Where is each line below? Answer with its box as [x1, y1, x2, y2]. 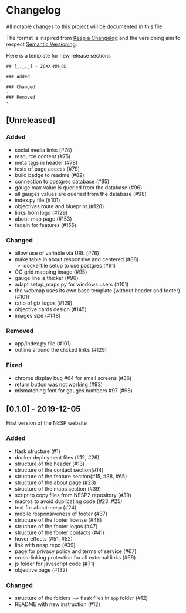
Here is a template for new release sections [6, 52, 111, 59]
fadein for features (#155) [14, 221, 77, 228]
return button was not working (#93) [14, 381, 103, 388]
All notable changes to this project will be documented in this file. [6, 23, 164, 30]
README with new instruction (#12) [14, 601, 101, 608]
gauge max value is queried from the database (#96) [14, 184, 143, 191]
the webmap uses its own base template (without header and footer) [14, 286, 181, 294]
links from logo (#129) [14, 209, 68, 216]
